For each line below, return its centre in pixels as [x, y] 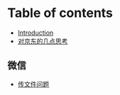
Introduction [36, 33]
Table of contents [60, 13]
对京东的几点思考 [43, 41]
